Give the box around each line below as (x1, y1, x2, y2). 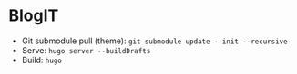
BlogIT (8, 5, 59, 26)
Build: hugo (21, 54, 63, 65)
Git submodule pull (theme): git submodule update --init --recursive (21, 35, 288, 46)
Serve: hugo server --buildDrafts (21, 44, 151, 55)
